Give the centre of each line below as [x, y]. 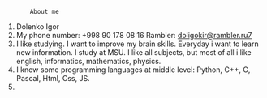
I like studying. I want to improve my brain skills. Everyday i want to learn [137, 44]
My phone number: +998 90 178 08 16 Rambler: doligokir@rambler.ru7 [134, 35]
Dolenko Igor [37, 27]
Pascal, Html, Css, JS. [53, 78]
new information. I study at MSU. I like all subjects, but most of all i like [133, 52]
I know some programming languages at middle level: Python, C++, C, [133, 70]
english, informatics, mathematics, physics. [88, 61]
